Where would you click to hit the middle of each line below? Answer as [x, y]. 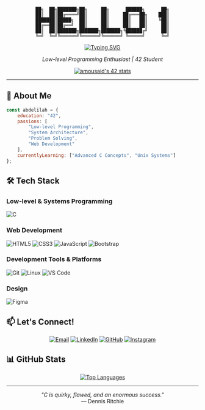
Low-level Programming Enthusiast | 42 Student [103, 59]
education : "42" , [39, 116]
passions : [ [32, 121]
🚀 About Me [29, 96]
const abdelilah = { [33, 110]
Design [17, 289]
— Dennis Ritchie [103, 401]
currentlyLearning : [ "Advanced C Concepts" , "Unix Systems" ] [96, 155]
